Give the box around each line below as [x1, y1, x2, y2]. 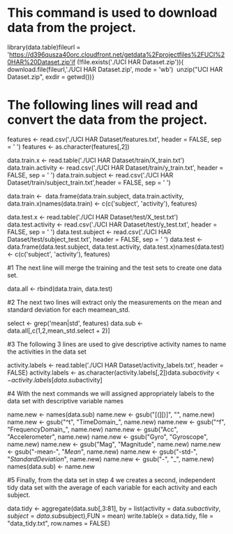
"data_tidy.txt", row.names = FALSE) [7, 519, 110, 527]
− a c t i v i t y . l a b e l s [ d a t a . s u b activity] [7, 375, 103, 384]
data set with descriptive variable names [7, 396, 124, 405]
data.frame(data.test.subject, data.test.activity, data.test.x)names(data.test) [7, 243, 225, 251]
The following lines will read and [7, 97, 198, 113]
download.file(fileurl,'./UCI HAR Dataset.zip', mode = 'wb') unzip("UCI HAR [7, 65, 223, 73]
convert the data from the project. [7, 112, 208, 128]
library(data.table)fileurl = [7, 43, 81, 51]
